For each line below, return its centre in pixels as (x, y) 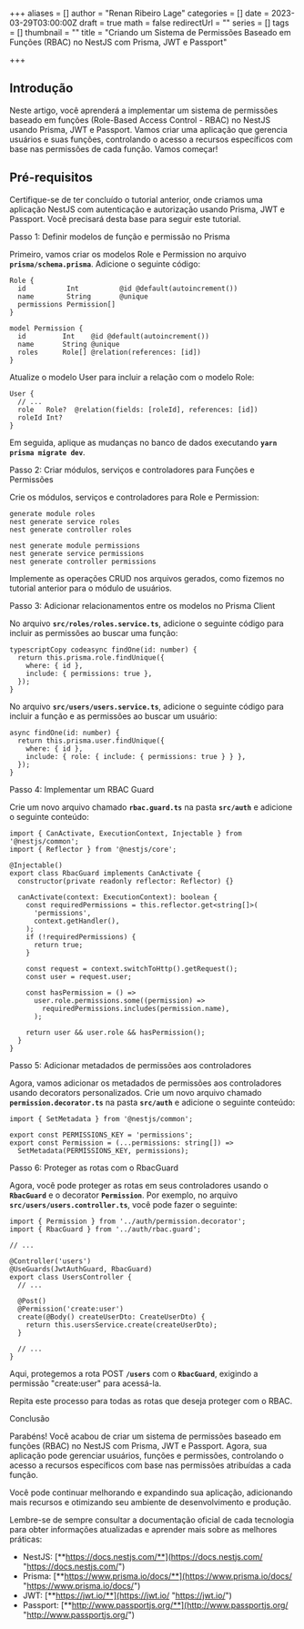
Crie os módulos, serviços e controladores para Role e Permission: (134, 497)
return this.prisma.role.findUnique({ (91, 658)
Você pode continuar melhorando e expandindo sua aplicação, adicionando (151, 1492)
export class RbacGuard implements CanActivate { (106, 873)
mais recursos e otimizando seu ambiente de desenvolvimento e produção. (151, 1502)
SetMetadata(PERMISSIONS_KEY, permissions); (103, 1150)
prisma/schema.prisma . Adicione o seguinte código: (105, 264)
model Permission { (46, 328)
